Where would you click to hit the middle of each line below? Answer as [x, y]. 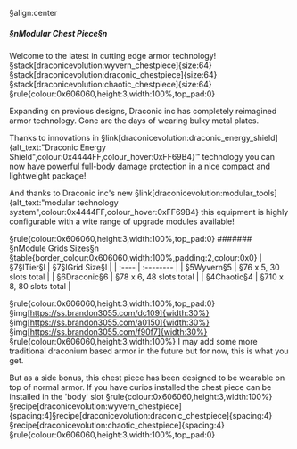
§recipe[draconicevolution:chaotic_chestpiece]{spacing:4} [117, 425]
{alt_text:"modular [42, 202]
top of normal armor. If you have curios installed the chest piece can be [140, 387]
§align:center [33, 13]
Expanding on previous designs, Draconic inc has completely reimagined [143, 111]
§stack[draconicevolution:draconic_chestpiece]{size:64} [113, 74]
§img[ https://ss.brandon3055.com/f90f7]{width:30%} [108, 332]
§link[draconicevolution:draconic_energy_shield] [190, 137]
